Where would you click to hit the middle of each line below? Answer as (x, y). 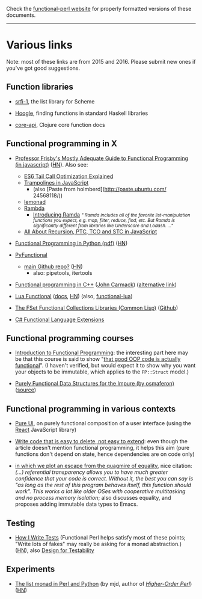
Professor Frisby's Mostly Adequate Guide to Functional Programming (101, 158)
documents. (21, 15)
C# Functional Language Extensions (60, 319)
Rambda (34, 208)
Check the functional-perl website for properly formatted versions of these (99, 9)
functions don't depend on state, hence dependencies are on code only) (105, 454)
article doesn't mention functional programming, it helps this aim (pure (102, 448)
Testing (21, 523)
